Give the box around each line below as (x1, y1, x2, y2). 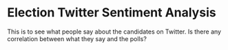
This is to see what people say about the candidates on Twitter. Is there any (7, 27, 222, 36)
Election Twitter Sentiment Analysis (7, 5, 216, 21)
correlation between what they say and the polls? (7, 34, 147, 42)
